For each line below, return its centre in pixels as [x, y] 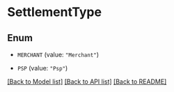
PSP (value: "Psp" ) [42, 68]
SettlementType [55, 12]
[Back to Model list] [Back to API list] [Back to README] [87, 82]
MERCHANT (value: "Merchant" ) [58, 54]
